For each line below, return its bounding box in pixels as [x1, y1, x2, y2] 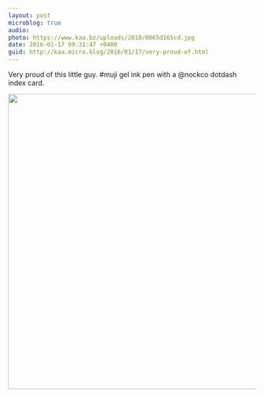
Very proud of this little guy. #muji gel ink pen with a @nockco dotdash [8, 70, 237, 79]
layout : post [8, 11, 51, 20]
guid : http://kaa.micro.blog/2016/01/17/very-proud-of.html [8, 48, 210, 56]
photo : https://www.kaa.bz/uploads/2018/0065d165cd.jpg [8, 33, 195, 42]
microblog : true [8, 19, 61, 27]
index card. [8, 78, 45, 87]
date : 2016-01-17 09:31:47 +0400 [8, 41, 118, 49]
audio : [8, 26, 30, 34]
